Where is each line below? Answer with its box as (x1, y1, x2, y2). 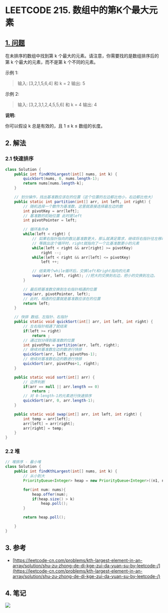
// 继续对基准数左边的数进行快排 (23, 347, 82, 352)
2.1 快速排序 (5, 155, 34, 162)
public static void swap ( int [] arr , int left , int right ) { (14, 412, 142, 417)
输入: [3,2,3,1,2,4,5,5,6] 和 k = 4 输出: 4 (17, 102, 97, 108)
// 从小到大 (23, 474, 45, 479)
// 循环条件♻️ (23, 227, 48, 232)
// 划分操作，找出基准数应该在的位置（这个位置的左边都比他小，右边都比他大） (14, 195, 155, 200)
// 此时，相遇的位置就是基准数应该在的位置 (23, 296, 101, 301)
